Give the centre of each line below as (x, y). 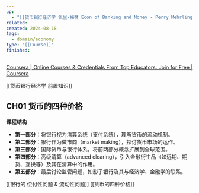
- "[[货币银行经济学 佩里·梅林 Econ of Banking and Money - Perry (90, 17)
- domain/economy (33, 39)
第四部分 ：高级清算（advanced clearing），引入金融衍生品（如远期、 (98, 156)
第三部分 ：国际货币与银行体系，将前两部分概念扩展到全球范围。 (92, 149)
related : (17, 23)
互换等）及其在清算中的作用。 (62, 164)
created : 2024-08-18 (32, 28)
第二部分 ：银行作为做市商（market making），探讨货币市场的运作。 (97, 142)
